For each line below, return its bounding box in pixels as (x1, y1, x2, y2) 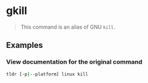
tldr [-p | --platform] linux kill (6, 71, 88, 77)
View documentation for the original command (6, 58, 143, 66)
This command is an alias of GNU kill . (20, 23, 116, 30)
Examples (6, 40, 43, 50)
